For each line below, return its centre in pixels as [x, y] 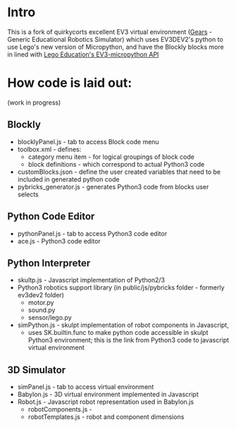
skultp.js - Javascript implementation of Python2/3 [91, 280]
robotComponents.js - [60, 410]
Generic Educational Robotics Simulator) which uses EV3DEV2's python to [115, 39]
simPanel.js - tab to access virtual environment [86, 387]
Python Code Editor [51, 216]
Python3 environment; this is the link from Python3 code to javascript [129, 340]
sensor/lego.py [50, 318]
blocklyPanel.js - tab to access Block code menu [88, 141]
